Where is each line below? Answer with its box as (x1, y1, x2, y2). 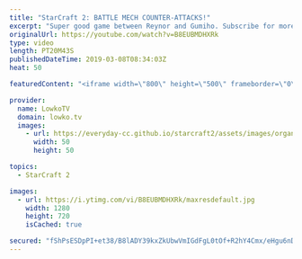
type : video (9, 38, 54, 48)
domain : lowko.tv (17, 112, 83, 121)
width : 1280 (25, 203, 70, 212)
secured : (9, 237, 42, 246)
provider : (9, 95, 47, 104)
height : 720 (25, 212, 70, 221)
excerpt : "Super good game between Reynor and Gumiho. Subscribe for (9, 22, 276, 31)
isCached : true (25, 220, 83, 229)
